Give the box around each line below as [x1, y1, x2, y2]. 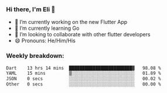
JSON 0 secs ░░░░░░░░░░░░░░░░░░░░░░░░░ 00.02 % [6, 76, 161, 82]
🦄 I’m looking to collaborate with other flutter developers [14, 31, 151, 38]
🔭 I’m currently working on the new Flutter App [14, 19, 128, 26]
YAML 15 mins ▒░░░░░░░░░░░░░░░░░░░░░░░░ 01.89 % [6, 70, 161, 77]
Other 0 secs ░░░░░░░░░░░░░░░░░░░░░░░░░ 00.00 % [6, 81, 161, 87]
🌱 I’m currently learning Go [14, 25, 80, 32]
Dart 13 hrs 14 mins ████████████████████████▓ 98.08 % [6, 65, 161, 71]
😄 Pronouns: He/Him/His [14, 37, 76, 44]
